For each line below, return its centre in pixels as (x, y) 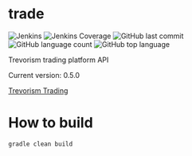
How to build (51, 123)
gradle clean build (41, 144)
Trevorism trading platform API (59, 60)
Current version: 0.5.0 (44, 75)
